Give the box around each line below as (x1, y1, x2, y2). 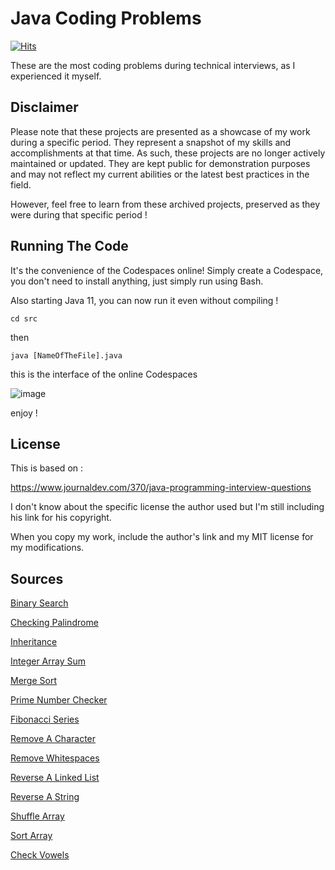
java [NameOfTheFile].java (10, 350, 123, 361)
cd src (10, 313, 38, 324)
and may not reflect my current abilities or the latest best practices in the (10, 168, 310, 180)
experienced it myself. (10, 70, 102, 82)
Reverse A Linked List (10, 772, 100, 784)
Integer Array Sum (10, 655, 86, 667)
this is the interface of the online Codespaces (10, 368, 198, 380)
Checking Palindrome (10, 617, 99, 629)
